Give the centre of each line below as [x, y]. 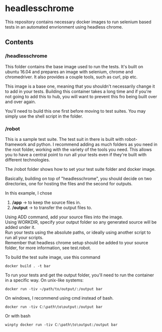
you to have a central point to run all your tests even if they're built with [76, 154]
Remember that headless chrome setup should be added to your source [77, 242]
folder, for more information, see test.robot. [48, 248]
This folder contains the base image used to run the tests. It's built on [74, 66]
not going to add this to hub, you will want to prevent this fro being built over [81, 96]
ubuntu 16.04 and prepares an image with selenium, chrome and [69, 72]
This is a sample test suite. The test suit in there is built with [65, 139]
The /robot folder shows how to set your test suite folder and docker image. [80, 169]
